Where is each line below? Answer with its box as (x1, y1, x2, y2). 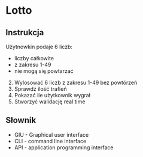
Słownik (5, 115, 36, 125)
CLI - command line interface (14, 137, 87, 144)
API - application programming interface (14, 144, 114, 151)
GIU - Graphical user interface (14, 131, 89, 138)
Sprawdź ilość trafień (14, 85, 67, 93)
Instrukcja (5, 27, 44, 38)
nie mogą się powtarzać (14, 67, 74, 75)
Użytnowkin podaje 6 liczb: (5, 43, 73, 50)
